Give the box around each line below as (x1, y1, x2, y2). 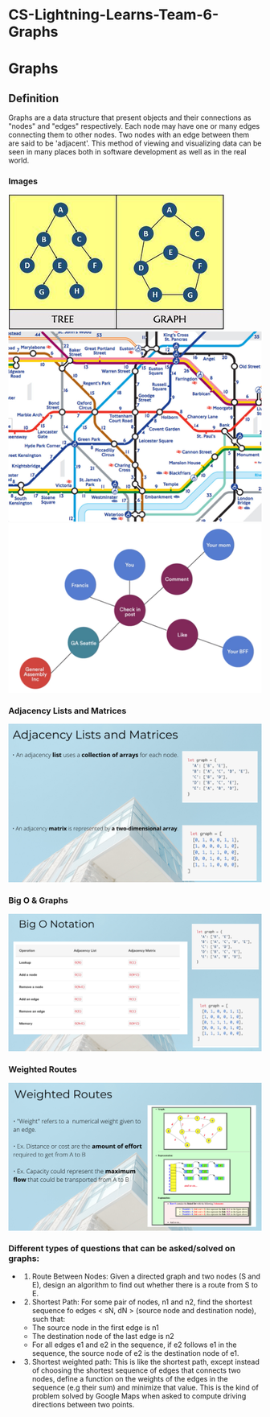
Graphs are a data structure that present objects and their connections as (8, 113, 252, 122)
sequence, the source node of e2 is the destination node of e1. (31, 1348, 239, 1357)
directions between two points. (31, 1399, 135, 1409)
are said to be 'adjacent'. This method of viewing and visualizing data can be (8, 138, 263, 148)
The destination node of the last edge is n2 (31, 1331, 174, 1341)
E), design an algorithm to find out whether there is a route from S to (31, 1279, 259, 1289)
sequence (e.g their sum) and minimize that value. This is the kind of (31, 1382, 259, 1392)
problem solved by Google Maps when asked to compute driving (31, 1390, 247, 1401)
